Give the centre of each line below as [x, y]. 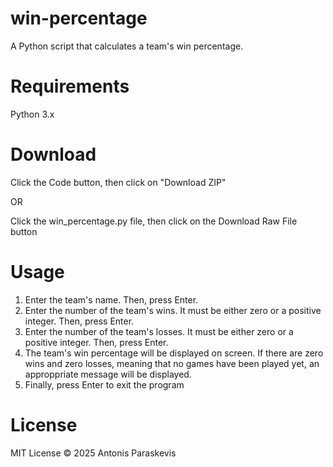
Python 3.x [32, 114]
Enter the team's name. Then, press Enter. [111, 299]
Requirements [70, 86]
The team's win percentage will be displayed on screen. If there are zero [174, 353]
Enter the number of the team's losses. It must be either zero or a [159, 331]
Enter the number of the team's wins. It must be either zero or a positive [173, 310]
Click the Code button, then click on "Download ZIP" [118, 182]
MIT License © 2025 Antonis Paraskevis [93, 453]
